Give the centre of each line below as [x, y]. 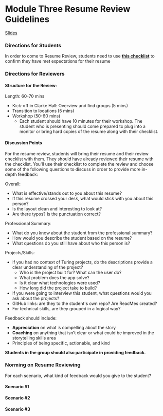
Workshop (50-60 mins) [36, 116]
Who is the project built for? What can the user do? [70, 272]
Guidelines [27, 19]
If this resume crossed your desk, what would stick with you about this [83, 198]
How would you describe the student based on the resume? [72, 238]
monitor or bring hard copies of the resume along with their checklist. [89, 132]
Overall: [13, 184]
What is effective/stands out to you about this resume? [67, 193]
